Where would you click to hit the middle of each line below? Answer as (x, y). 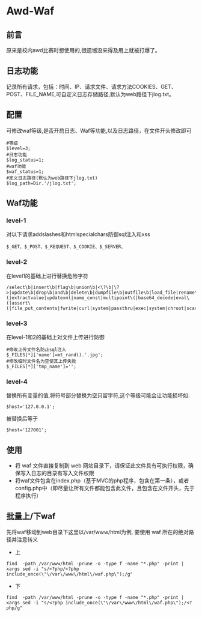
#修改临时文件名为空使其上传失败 (41, 361)
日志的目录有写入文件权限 (63, 473)
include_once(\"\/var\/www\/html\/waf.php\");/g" (70, 574)
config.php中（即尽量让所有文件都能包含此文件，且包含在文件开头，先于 (105, 488)
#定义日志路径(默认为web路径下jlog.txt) (52, 178)
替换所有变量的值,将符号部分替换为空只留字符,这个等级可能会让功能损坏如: (98, 395)
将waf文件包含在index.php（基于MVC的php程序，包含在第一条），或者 (102, 481)
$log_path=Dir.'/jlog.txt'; (41, 183)
